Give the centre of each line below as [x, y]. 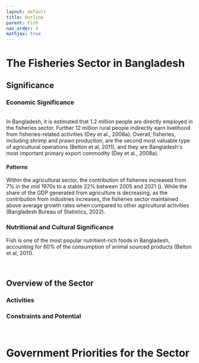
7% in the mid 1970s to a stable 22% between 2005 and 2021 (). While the [97, 187]
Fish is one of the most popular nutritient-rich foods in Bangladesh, [88, 240]
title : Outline [25, 17]
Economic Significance [40, 102]
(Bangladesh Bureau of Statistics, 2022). [56, 212]
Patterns [17, 167]
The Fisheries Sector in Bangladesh [96, 63]
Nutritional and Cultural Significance [60, 227]
